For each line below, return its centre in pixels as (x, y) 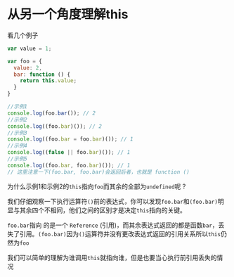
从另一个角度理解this (68, 14)
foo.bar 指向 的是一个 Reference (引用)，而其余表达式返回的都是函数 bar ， (113, 225)
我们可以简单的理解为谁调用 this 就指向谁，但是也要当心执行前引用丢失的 (112, 257)
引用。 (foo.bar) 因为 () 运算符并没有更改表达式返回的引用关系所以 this (120, 233)
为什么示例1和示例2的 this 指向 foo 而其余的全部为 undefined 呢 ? (97, 186)
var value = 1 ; (30, 49)
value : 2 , (28, 67)
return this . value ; (48, 81)
